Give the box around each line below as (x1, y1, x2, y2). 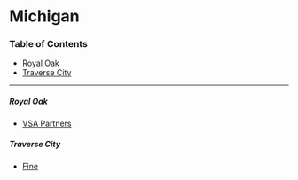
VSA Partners (21, 118, 73, 129)
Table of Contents (9, 38, 89, 51)
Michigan (9, 6, 80, 27)
